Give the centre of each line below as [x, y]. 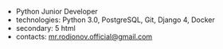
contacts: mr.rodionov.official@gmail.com [84, 36]
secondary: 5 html [45, 28]
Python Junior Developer [57, 11]
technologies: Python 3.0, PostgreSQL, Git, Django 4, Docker [115, 20]
